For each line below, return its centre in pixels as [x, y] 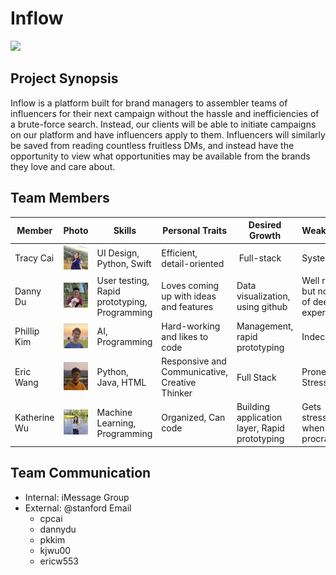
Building [253, 407]
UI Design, [118, 253]
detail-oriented [193, 263]
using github [262, 307]
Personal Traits [194, 230]
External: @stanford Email [78, 508]
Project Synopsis [64, 78]
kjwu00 [55, 550]
